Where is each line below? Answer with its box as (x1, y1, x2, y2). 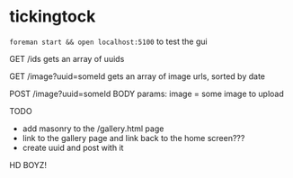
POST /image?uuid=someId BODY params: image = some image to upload (9, 88, 285, 99)
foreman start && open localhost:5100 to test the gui (9, 36, 209, 47)
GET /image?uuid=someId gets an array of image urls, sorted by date (9, 70, 265, 82)
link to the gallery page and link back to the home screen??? (22, 132, 245, 143)
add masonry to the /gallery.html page (22, 123, 164, 134)
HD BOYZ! (9, 159, 48, 170)
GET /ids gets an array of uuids (9, 53, 125, 64)
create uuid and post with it (22, 142, 124, 153)
